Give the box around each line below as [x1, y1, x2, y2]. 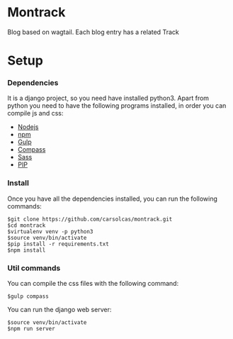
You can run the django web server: [7, 306, 112, 314]
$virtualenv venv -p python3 [7, 228, 93, 235]
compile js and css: [7, 109, 64, 118]
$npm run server [7, 326, 55, 333]
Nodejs [17, 123, 39, 131]
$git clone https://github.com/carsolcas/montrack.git [7, 216, 173, 223]
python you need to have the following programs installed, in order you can [7, 101, 227, 110]
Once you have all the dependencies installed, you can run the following [7, 194, 218, 203]
